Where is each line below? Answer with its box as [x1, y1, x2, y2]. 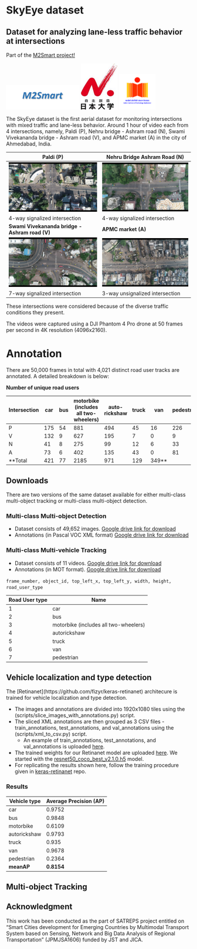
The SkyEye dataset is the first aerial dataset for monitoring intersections [6, 116, 182, 123]
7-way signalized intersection [8, 290, 81, 297]
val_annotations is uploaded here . [23, 743, 105, 750]
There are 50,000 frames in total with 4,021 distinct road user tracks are [6, 367, 180, 374]
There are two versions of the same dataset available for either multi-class [6, 491, 186, 499]
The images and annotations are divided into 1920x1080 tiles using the [14, 706, 185, 713]
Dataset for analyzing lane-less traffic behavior [6, 27, 183, 37]
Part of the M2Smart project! [6, 52, 75, 59]
